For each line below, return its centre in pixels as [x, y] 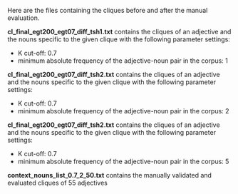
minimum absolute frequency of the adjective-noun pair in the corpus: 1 [123, 61]
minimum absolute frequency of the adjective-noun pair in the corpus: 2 [123, 111]
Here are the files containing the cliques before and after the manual [108, 10]
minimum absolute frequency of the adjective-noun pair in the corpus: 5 [123, 161]
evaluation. [24, 18]
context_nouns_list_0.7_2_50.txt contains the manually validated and [110, 175]
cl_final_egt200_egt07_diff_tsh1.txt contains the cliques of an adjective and [119, 32]
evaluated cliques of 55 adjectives [58, 183]
